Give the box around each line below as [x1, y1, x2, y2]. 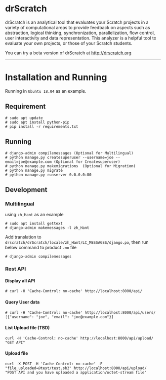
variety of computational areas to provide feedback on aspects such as [5, 24, 150, 30]
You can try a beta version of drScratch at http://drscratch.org [5, 50, 132, 56]
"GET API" [5, 340, 26, 345]
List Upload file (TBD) [5, 325, 50, 331]
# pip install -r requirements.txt [5, 124, 79, 129]
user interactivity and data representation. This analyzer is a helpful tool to [5, 35, 157, 41]
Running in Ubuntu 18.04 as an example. [5, 88, 86, 94]
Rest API [5, 266, 26, 272]
